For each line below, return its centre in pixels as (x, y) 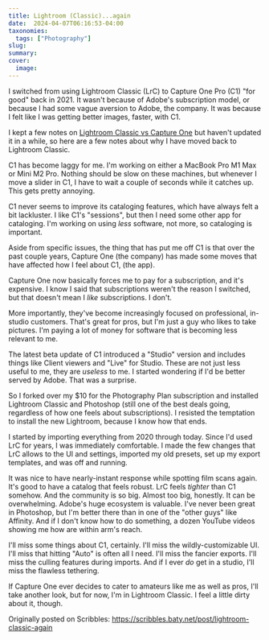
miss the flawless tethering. (54, 570)
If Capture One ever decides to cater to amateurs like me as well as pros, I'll (133, 586)
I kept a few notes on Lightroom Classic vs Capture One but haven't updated (135, 132)
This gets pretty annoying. (52, 191)
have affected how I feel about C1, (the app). (82, 264)
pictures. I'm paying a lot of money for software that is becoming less (123, 330)
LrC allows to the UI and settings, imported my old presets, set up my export (134, 454)
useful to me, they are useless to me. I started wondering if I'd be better (127, 371)
